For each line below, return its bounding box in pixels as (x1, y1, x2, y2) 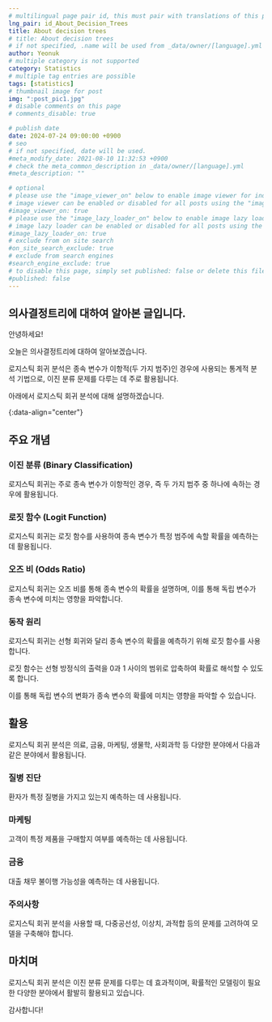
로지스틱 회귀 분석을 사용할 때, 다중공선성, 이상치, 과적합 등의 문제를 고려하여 (8, 918, 250, 928)
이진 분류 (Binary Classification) (8, 459, 134, 471)
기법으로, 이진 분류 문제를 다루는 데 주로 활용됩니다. (16, 374, 179, 384)
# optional (8, 184, 45, 193)
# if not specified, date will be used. (8, 147, 147, 155)
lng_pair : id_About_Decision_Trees (8, 19, 129, 28)
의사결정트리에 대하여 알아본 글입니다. (8, 306, 186, 320)
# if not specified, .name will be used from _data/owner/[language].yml (8, 42, 263, 50)
